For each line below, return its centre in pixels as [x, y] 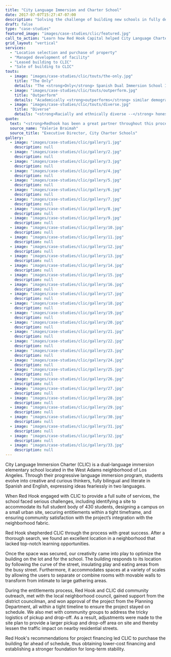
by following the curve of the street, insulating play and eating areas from [82, 564]
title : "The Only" [34, 81]
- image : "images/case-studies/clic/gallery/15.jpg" [67, 275]
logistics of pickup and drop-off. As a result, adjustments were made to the [84, 617]
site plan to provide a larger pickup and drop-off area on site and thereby [82, 623]
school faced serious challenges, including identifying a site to [71, 501]
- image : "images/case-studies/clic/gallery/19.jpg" [67, 313]
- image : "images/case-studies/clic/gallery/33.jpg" [67, 445]
